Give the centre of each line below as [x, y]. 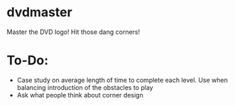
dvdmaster [39, 12]
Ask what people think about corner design [80, 95]
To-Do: [28, 60]
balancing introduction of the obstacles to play [85, 87]
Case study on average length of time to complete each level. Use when [122, 80]
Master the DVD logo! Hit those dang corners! [73, 32]
